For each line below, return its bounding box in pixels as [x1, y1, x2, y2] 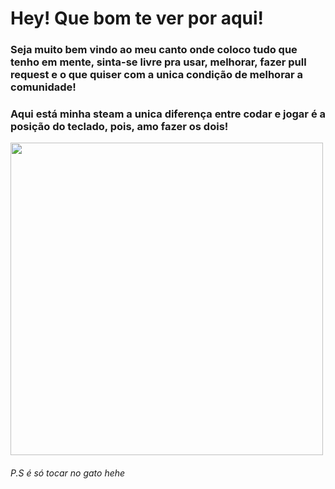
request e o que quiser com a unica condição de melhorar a [10, 68, 304, 82]
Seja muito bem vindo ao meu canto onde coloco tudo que [10, 43, 298, 57]
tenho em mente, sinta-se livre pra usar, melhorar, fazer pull [10, 55, 307, 69]
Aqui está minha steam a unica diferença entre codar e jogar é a [10, 107, 327, 121]
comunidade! [10, 80, 77, 94]
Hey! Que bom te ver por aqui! [10, 7, 265, 30]
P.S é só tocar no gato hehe [10, 467, 126, 479]
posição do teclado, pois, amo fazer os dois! [10, 120, 229, 134]
